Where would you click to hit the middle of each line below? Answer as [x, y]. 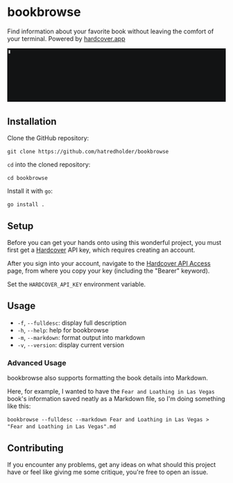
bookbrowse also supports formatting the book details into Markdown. [107, 378]
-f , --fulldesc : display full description [72, 323]
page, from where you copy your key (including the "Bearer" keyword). [109, 271]
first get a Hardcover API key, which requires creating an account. [101, 250]
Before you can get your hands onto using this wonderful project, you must [114, 243]
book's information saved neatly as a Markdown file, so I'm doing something [116, 399]
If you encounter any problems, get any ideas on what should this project [112, 465]
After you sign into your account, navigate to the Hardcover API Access [109, 264]
